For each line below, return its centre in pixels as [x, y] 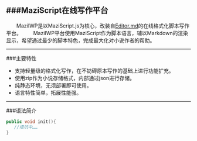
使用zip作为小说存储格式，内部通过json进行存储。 [74, 78]
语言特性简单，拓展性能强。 [48, 92]
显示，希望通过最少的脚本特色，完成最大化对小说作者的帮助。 [81, 40]
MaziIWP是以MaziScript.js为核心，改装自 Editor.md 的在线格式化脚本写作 [103, 26]
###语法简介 [21, 111]
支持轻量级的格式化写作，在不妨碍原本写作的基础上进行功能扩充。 [94, 70]
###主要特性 [21, 58]
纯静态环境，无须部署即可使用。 [53, 85]
